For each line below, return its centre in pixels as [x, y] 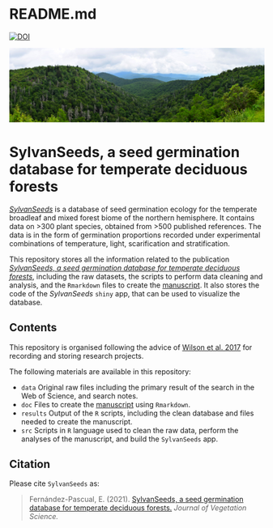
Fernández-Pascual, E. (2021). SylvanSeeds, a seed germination [136, 500]
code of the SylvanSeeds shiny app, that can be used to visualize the [125, 293]
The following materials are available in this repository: [100, 371]
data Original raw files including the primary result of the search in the [138, 387]
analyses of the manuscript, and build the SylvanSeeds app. [119, 439]
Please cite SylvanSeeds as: [54, 483]
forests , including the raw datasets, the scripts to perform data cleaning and [136, 276]
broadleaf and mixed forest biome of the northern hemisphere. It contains [132, 217]
